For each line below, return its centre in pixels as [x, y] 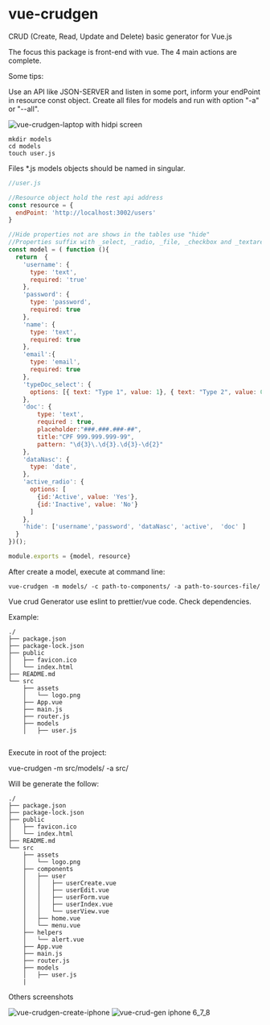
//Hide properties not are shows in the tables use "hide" [109, 234]
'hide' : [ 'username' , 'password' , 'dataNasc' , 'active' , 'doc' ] [135, 527]
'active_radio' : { [53, 482]
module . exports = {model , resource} [70, 557]
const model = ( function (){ [59, 250]
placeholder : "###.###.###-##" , [90, 430]
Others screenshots [41, 997]
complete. [25, 60]
